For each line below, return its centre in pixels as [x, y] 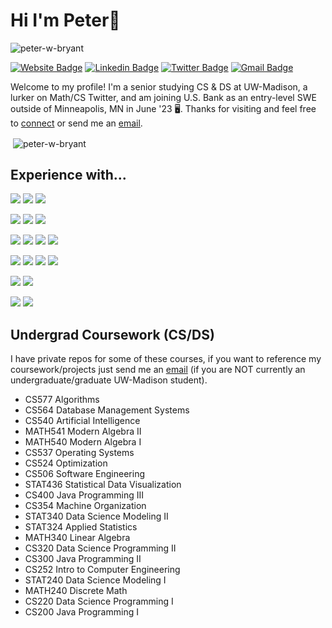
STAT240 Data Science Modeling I [95, 580]
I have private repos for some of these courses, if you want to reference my [166, 359]
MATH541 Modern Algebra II [83, 431]
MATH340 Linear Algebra [77, 538]
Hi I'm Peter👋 [65, 20]
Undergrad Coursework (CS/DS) [112, 334]
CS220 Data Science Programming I [99, 601]
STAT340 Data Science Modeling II [96, 516]
